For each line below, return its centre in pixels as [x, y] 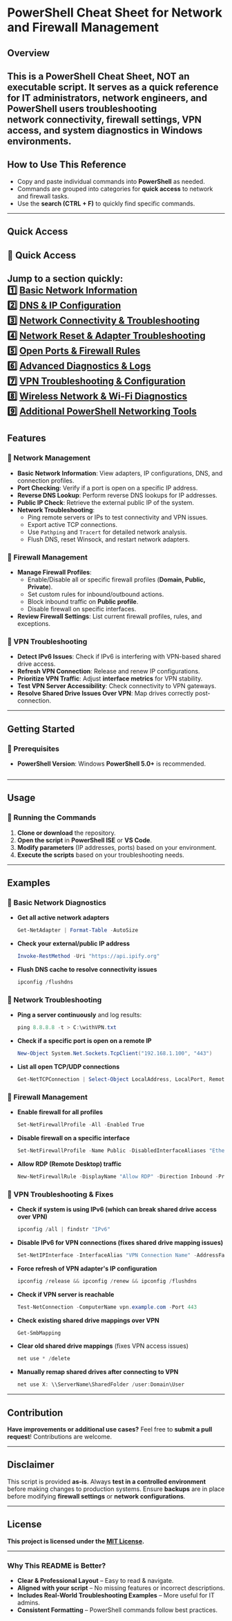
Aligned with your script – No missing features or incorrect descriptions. [121, 1588]
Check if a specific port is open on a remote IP [84, 1041]
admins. [28, 1602]
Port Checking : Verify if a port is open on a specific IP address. [107, 488]
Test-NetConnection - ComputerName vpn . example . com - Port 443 [107, 1307]
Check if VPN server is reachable [66, 1294]
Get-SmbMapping [39, 1333]
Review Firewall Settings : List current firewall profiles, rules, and [109, 616]
